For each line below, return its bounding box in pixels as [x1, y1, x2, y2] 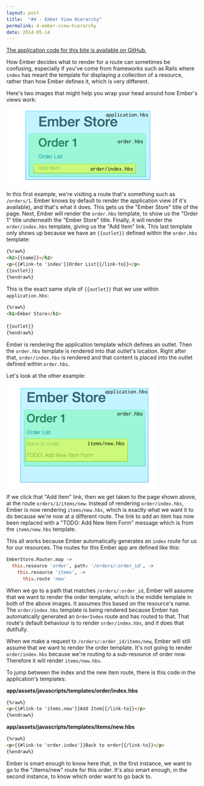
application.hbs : [6, 291, 49, 299]
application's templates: [6, 675, 66, 682]
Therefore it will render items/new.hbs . [6, 657, 102, 664]
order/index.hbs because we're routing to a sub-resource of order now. [6, 650, 187, 657]
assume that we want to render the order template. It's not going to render [6, 643, 193, 651]
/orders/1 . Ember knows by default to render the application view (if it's [6, 197, 187, 204]
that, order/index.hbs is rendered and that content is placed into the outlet [6, 354, 193, 361]
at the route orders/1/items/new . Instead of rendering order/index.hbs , [6, 500, 184, 507]
